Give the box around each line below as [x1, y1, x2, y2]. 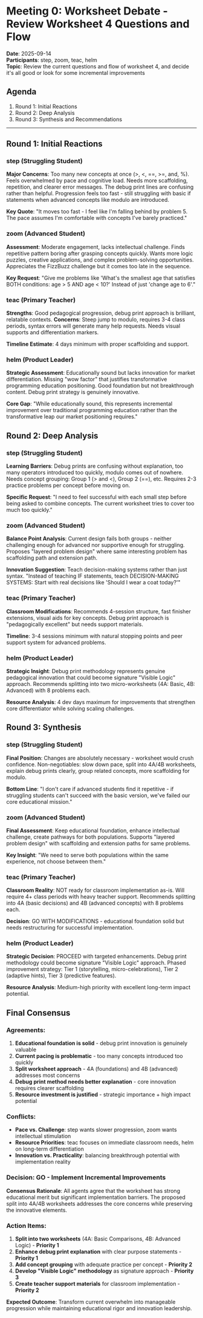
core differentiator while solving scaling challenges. [6, 705, 135, 712]
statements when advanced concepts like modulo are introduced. [6, 196, 170, 204]
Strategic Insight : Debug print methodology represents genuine [6, 667, 166, 674]
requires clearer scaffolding [14, 1085, 85, 1092]
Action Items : [6, 1221, 47, 1230]
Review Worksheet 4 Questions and [6, 17, 190, 31]
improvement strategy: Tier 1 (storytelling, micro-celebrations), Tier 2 [6, 966, 178, 973]
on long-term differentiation [14, 1145, 85, 1152]
